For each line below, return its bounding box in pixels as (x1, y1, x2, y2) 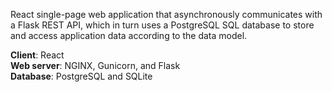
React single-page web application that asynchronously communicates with (10, 9, 323, 20)
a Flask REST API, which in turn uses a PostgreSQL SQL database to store (10, 19, 315, 31)
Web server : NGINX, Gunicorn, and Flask (10, 60, 181, 71)
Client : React (10, 49, 65, 61)
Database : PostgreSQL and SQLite (10, 70, 153, 82)
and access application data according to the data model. (10, 30, 248, 41)
